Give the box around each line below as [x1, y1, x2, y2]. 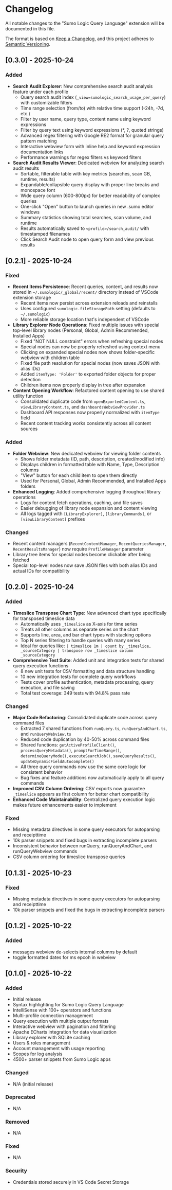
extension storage [12, 294, 51, 301]
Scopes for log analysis [12, 1051, 63, 1057]
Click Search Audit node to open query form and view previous [20, 236, 154, 242]
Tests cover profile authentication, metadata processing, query [20, 679, 154, 685]
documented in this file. [5, 25, 55, 31]
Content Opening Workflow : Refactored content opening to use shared [12, 387, 165, 394]
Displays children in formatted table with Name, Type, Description [20, 461, 160, 467]
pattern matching [20, 137, 58, 144]
